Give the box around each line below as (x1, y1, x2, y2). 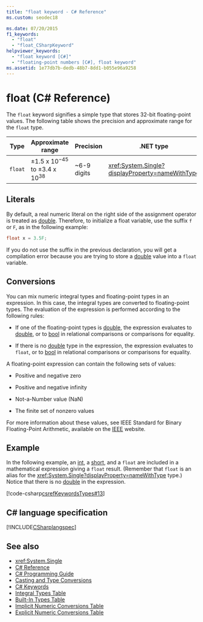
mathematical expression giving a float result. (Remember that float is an (6, 465, 192, 473)
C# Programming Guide (14, 570, 74, 578)
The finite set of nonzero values (14, 407, 95, 414)
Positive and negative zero (14, 372, 82, 379)
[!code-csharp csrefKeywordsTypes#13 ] (6, 490, 105, 497)
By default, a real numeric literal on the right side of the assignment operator (6, 210, 196, 218)
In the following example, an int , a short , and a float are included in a (6, 459, 179, 466)
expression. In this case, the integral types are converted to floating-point (6, 299, 190, 306)
